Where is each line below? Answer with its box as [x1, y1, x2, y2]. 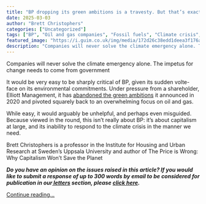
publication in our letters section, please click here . [6, 179, 140, 186]
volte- [174, 78, 190, 86]
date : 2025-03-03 [6, 15, 51, 21]
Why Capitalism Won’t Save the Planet [6, 154, 103, 161]
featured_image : [6, 37, 48, 43]
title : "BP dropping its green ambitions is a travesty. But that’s [6, 9, 185, 15]
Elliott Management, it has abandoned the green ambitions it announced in [6, 91, 194, 99]
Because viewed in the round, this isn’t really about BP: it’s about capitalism [6, 116, 197, 123]
